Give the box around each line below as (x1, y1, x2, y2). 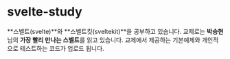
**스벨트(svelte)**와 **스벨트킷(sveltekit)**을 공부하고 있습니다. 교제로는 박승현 (7, 27, 224, 35)
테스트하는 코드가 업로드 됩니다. (19, 44, 104, 52)
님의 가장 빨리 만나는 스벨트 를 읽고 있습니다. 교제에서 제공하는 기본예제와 (7, 35, 200, 44)
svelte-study (7, 4, 82, 20)
